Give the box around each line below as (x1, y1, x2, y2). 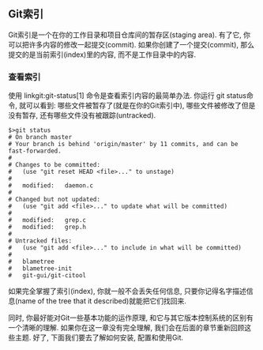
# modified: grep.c (8, 216, 87, 224)
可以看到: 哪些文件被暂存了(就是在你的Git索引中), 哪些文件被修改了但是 (25, 101, 256, 111)
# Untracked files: (8, 237, 73, 245)
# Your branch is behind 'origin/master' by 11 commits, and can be (8, 141, 239, 149)
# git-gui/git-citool (8, 272, 87, 280)
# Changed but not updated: (8, 196, 101, 204)
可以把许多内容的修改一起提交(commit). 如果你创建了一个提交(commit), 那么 (8, 40, 255, 49)
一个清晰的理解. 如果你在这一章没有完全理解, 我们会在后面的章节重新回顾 (8, 323, 245, 333)
